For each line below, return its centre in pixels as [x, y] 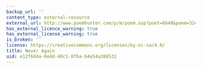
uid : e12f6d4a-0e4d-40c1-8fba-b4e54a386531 [62, 56]
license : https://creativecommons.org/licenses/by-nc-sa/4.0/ [86, 46]
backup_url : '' [25, 12]
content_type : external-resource [48, 17]
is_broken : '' [24, 40]
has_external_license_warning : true [52, 34]
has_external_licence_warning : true [52, 28]
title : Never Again [31, 51]
